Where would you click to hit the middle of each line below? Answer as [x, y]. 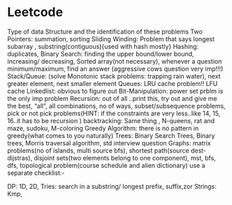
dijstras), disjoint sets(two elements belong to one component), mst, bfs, [112, 157]
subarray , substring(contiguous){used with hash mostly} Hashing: [103, 46]
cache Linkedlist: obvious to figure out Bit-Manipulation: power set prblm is [115, 91]
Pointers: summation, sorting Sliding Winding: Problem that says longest [111, 38]
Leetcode [35, 12]
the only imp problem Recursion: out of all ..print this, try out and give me [113, 98]
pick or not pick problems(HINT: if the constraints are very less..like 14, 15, [114, 113]
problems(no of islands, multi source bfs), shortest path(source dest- [107, 150]
